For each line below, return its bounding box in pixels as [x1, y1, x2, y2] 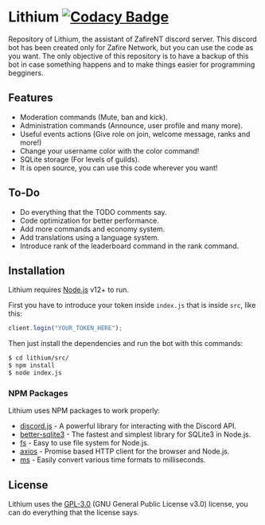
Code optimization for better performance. [19, 216, 159, 225]
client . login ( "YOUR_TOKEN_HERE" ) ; [8, 325, 123, 332]
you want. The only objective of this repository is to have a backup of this [8, 51, 249, 60]
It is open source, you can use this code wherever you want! [19, 163, 218, 173]
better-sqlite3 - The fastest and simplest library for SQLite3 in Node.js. [19, 430, 251, 439]
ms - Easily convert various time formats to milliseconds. [19, 455, 206, 465]
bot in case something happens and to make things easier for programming [8, 60, 255, 69]
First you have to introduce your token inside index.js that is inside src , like [8, 301, 256, 310]
